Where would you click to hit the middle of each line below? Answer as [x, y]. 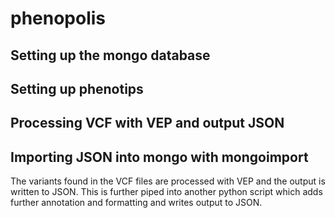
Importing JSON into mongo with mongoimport [159, 157]
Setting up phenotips [77, 88]
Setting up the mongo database [110, 55]
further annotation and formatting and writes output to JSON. [136, 203]
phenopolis [58, 18]
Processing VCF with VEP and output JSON [147, 123]
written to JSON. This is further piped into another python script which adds [166, 192]
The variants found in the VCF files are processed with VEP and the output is [168, 181]
